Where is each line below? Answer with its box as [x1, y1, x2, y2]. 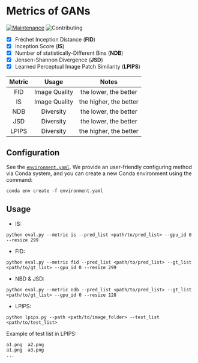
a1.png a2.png [6, 341, 44, 347]
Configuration [6, 147, 60, 158]
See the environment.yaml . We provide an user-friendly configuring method [6, 164, 192, 171]
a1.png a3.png [6, 347, 44, 353]
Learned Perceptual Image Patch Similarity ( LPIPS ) [14, 63, 141, 70]
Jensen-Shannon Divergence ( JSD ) [14, 56, 103, 64]
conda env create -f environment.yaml [6, 188, 103, 194]
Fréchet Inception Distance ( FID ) [14, 36, 96, 43]
